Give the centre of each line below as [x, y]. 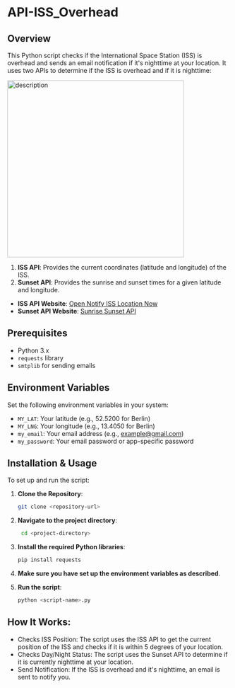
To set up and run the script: [48, 480]
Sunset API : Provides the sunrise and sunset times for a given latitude [119, 282]
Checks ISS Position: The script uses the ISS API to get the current [114, 639]
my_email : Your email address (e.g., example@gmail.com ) [101, 433]
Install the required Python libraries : [71, 547]
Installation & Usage [52, 463]
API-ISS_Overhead [63, 12]
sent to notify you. [44, 677]
